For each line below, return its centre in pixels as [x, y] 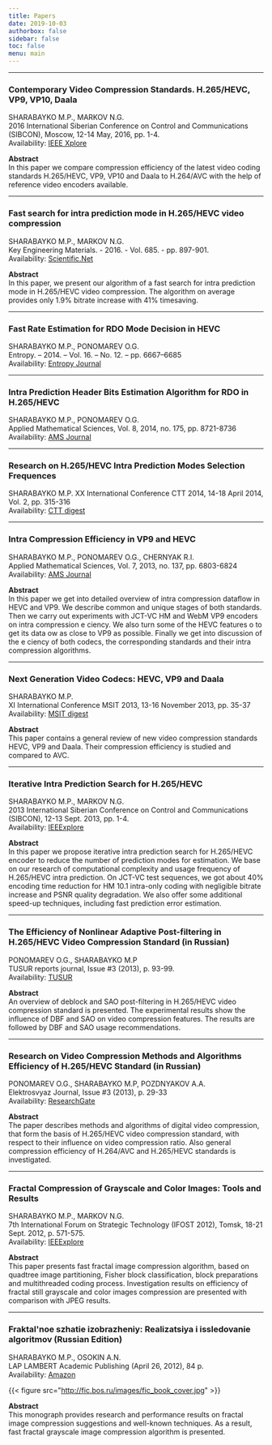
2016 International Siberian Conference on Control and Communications [128, 126]
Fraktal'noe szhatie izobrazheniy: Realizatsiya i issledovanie [130, 1329]
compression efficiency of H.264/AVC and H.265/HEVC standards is [122, 1151]
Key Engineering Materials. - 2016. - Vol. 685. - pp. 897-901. [109, 250]
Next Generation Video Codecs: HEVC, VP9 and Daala [116, 679]
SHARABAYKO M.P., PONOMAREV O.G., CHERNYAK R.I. [101, 557]
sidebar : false [34, 39]
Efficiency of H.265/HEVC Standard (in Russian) [105, 1066]
